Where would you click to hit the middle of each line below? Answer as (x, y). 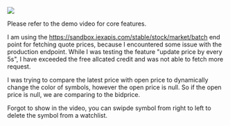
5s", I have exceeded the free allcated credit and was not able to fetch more (115, 59)
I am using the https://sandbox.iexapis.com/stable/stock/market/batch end (114, 37)
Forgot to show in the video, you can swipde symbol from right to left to (109, 108)
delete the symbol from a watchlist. (57, 115)
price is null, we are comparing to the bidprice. (74, 94)
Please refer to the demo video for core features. (77, 24)
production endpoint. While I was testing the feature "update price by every (115, 52)
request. (19, 66)
